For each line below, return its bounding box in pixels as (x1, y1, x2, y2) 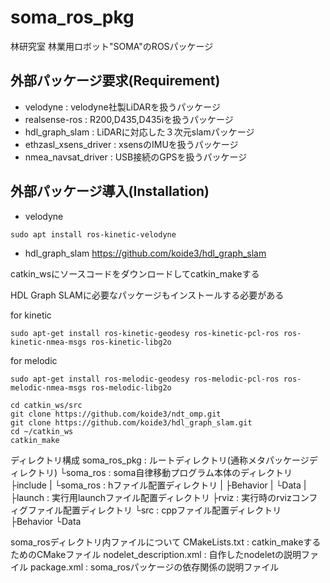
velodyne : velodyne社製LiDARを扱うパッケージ (24, 101, 221, 113)
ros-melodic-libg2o (90, 382, 172, 393)
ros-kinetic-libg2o (90, 337, 172, 347)
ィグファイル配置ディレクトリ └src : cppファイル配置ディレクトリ (10, 504, 282, 516)
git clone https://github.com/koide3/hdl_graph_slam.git (10, 417, 253, 428)
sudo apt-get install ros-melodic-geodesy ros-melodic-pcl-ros (10, 374, 280, 384)
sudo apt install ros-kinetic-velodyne (10, 229, 177, 240)
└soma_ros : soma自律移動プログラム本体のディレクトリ (59, 466, 293, 478)
